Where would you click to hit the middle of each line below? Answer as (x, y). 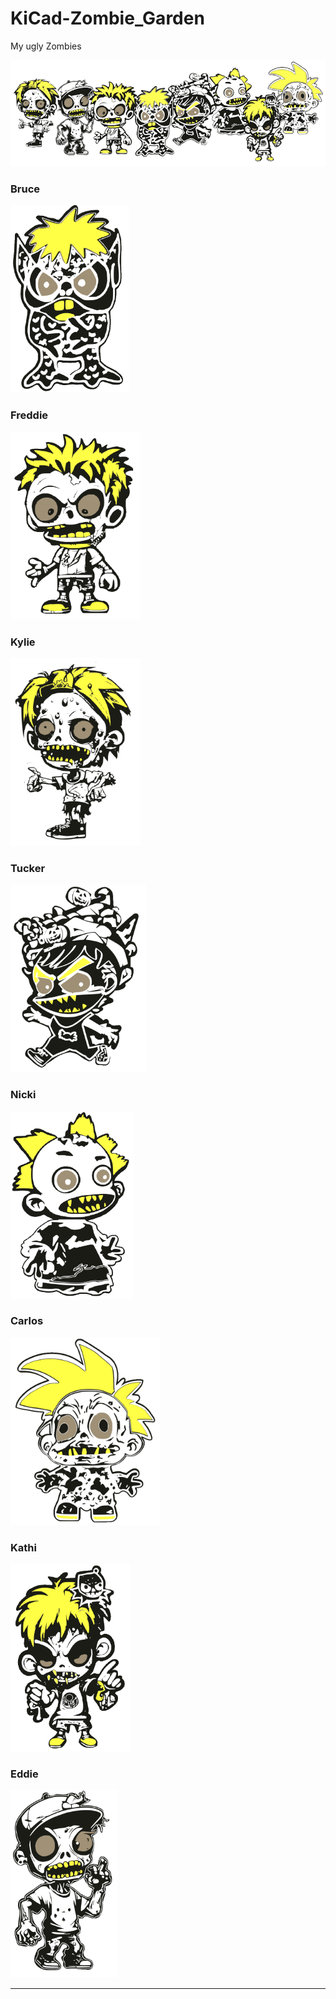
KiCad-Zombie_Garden (107, 18)
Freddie (29, 415)
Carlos (27, 1321)
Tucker (28, 868)
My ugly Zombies (46, 46)
